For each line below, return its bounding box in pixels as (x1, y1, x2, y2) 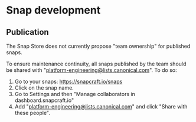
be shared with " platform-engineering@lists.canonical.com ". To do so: (6, 67, 177, 74)
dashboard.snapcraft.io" (14, 97, 74, 104)
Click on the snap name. (14, 84, 74, 91)
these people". (14, 110, 50, 116)
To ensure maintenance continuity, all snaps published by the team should (6, 60, 187, 67)
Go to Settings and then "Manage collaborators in (14, 91, 136, 97)
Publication (6, 27, 49, 37)
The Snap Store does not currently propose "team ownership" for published (6, 42, 191, 50)
